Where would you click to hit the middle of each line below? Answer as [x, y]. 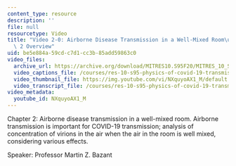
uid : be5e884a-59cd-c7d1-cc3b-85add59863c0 [72, 53]
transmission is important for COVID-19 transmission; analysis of [101, 126]
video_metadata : [31, 92]
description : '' [31, 20]
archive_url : [33, 66]
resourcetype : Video [38, 33]
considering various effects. [48, 141]
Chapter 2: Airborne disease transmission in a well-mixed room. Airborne [113, 119]
